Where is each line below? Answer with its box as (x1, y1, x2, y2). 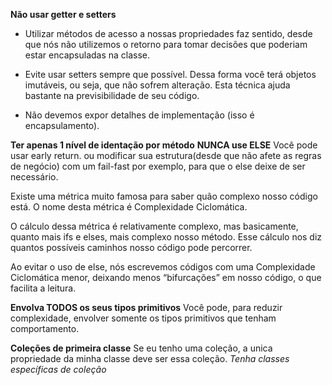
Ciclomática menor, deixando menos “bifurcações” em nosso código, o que (10, 272, 322, 283)
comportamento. (10, 323, 80, 334)
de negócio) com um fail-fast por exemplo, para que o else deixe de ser (10, 160, 306, 172)
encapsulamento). (24, 120, 100, 131)
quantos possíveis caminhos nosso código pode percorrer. (10, 242, 253, 253)
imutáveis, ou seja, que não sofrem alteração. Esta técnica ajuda (24, 79, 291, 91)
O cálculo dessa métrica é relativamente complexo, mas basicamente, (10, 220, 299, 232)
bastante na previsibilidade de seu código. (24, 90, 200, 101)
